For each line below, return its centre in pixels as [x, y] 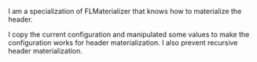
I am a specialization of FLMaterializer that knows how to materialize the [125, 11]
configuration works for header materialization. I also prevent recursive [123, 43]
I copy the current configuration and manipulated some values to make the [129, 34]
